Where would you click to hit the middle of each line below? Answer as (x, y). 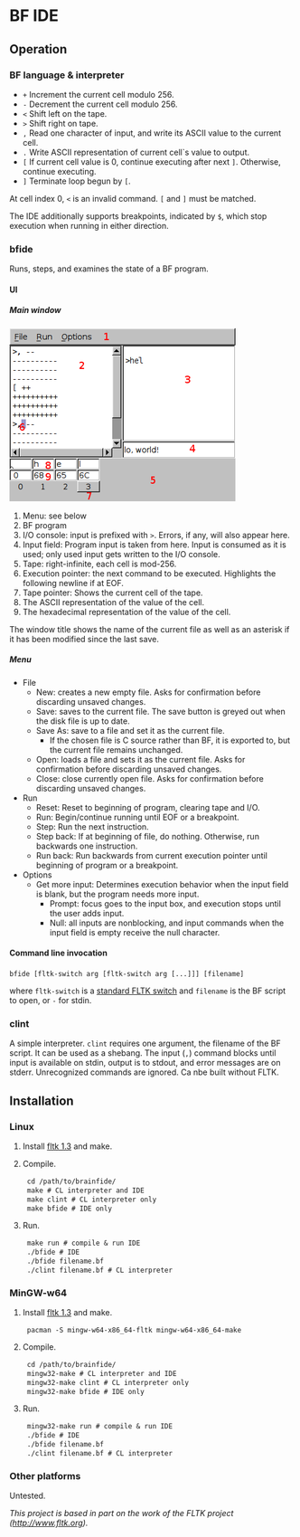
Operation (38, 49)
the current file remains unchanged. (116, 750)
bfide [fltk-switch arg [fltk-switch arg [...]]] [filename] (127, 973)
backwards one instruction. (87, 846)
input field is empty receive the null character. (135, 932)
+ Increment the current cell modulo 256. (98, 94)
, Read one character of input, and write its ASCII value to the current (152, 133)
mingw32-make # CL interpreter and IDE (102, 1374)
